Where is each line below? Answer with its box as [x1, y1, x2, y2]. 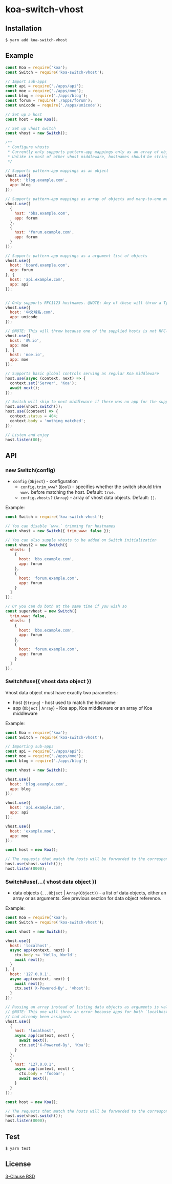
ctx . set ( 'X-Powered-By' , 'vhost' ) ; [14, 986, 91, 991]
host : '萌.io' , [10, 338, 42, 343]
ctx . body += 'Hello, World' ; [14, 953, 77, 958]
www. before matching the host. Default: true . [20, 489, 115, 495]
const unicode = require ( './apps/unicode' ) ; [5, 102, 102, 108]
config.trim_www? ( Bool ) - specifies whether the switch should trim [20, 484, 161, 490]
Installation [5, 24, 42, 33]
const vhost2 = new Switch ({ [5, 542, 68, 547]
